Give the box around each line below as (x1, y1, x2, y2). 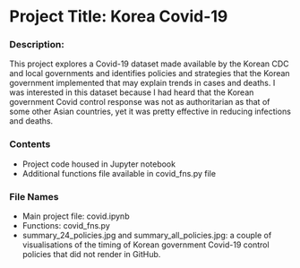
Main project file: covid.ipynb (21, 211, 130, 221)
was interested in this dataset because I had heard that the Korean (9, 87, 254, 98)
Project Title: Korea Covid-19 (9, 6, 228, 27)
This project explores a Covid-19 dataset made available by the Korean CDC (9, 58, 289, 69)
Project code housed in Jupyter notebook (21, 159, 176, 169)
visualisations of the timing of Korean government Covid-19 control (21, 239, 270, 250)
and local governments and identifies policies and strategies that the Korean (9, 68, 290, 79)
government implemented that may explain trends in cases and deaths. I (9, 78, 276, 89)
